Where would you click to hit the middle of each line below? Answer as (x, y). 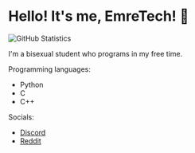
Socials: (21, 117)
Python (31, 84)
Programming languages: (50, 69)
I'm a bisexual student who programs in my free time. (96, 53)
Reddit (30, 141)
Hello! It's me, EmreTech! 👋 (99, 16)
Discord (33, 132)
